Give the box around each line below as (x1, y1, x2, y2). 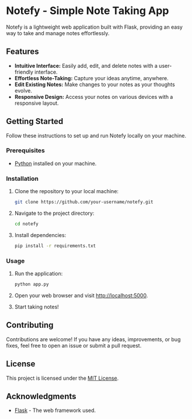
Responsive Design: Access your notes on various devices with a (14, 93, 173, 100)
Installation (6, 174, 39, 183)
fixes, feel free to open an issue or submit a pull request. (6, 342, 142, 349)
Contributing (6, 320, 54, 330)
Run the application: (14, 270, 63, 277)
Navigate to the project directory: (14, 209, 95, 217)
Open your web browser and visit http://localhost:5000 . (14, 291, 148, 299)
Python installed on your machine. (14, 160, 97, 167)
